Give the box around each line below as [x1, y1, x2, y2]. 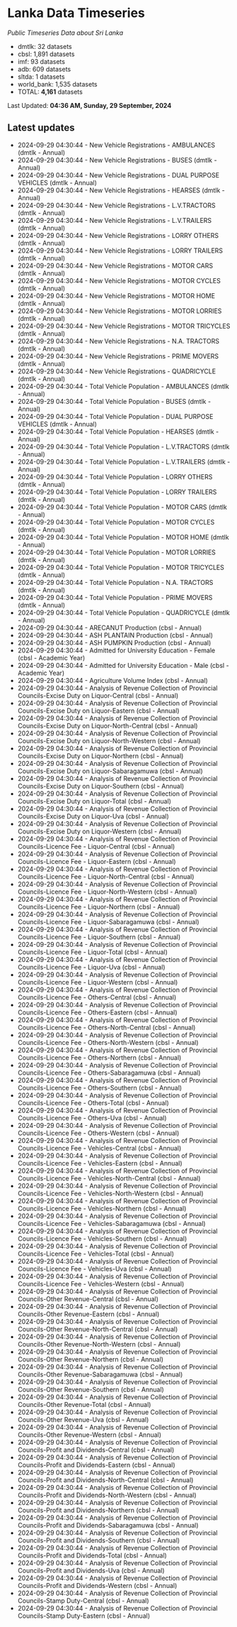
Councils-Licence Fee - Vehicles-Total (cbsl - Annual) [17, 1249, 175, 1258]
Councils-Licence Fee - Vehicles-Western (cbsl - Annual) [17, 1279, 185, 1288]
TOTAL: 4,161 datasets [17, 87, 83, 96]
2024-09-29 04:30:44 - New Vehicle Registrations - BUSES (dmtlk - [17, 155, 217, 164]
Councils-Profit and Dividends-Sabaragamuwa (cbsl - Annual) [17, 1521, 200, 1529]
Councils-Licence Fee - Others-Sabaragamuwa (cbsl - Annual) [17, 1068, 201, 1077]
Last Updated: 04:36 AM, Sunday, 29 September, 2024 [7, 101, 172, 109]
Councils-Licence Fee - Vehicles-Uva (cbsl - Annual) [17, 1264, 172, 1273]
